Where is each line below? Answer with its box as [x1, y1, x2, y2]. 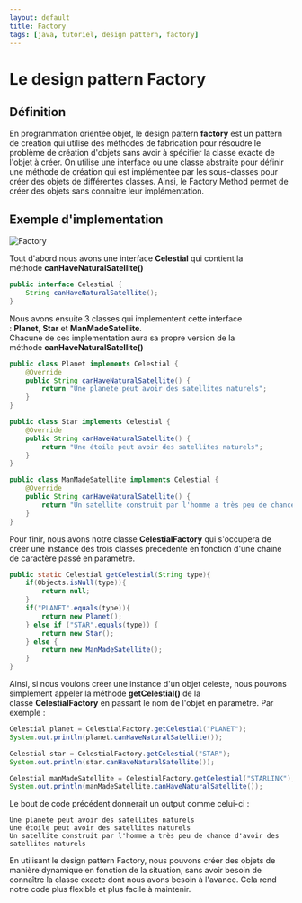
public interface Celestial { [9, 280, 123, 289]
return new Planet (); [41, 611, 123, 621]
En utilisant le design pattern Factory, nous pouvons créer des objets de [9, 855, 276, 866]
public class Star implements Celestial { [9, 418, 171, 427]
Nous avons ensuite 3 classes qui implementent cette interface [9, 312, 243, 324]
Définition [9, 104, 66, 120]
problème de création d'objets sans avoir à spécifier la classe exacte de [9, 148, 276, 158]
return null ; [41, 587, 91, 596]
